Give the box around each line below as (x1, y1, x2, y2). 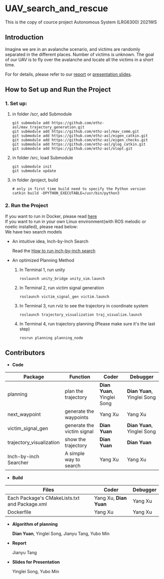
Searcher (7, 459, 29, 466)
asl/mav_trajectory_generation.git (12, 125, 85, 130)
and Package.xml (7, 500, 47, 507)
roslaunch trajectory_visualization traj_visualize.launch (19, 312, 143, 317)
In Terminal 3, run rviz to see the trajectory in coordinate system (19, 302, 149, 308)
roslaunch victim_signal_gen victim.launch (19, 294, 110, 299)
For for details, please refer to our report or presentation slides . (5, 71, 132, 77)
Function (69, 373, 90, 380)
